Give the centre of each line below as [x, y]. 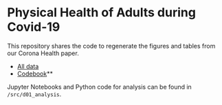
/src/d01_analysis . [34, 94]
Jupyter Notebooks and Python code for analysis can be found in [100, 87]
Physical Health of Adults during [101, 13]
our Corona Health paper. [43, 53]
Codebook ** [35, 74]
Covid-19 [34, 27]
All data [28, 66]
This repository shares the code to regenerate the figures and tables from [111, 46]
